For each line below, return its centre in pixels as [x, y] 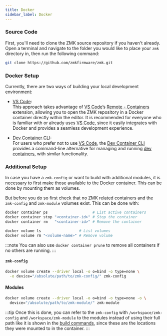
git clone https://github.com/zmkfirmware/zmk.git [59, 63]
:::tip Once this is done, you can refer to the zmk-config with [67, 312]
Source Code [21, 32]
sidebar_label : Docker [29, 15]
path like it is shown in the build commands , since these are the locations [80, 323]
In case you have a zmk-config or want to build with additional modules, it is [83, 178]
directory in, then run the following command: [52, 54]
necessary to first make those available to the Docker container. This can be [83, 183]
